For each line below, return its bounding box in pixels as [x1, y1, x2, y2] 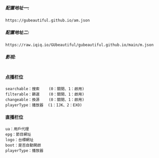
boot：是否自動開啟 [5, 143, 41, 148]
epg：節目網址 [5, 132, 32, 137]
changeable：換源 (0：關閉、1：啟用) [5, 97, 85, 102]
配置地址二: [5, 29, 30, 35]
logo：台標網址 [5, 138, 34, 143]
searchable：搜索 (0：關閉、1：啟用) [5, 87, 85, 92]
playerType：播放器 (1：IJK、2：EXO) [5, 102, 83, 108]
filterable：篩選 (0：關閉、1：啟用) [5, 92, 85, 97]
